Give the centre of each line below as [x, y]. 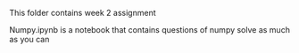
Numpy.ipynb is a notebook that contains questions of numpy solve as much [149, 30]
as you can [29, 39]
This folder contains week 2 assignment [83, 13]
